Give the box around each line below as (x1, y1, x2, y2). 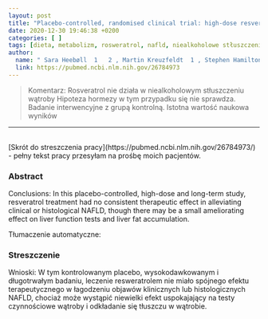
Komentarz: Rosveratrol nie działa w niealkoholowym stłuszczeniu (27, 85, 245, 95)
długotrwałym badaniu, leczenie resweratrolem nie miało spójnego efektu (8, 276, 250, 286)
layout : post (8, 11, 52, 20)
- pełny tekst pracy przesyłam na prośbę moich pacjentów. (8, 151, 201, 160)
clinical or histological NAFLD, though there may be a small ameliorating (8, 206, 245, 215)
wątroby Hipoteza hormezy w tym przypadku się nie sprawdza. (27, 93, 236, 104)
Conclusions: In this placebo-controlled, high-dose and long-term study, (8, 189, 246, 199)
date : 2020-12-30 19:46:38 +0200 (8, 26, 120, 34)
